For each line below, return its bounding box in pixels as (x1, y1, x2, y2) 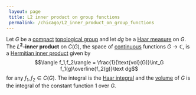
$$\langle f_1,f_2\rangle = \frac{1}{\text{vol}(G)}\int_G (34, 59, 164, 66)
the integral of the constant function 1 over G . (6, 82, 116, 89)
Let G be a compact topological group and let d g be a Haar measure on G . (6, 36, 186, 43)
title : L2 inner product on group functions (8, 14, 120, 20)
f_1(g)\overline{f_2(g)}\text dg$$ (60, 65, 139, 73)
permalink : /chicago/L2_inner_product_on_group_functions (8, 19, 155, 25)
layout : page (8, 8, 41, 15)
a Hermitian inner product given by (6, 50, 91, 57)
